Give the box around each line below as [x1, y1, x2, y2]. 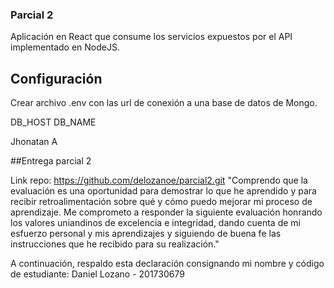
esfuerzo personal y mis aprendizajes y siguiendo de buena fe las [10, 228, 282, 240]
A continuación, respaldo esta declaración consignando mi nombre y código [10, 258, 325, 270]
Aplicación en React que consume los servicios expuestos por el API [10, 31, 293, 43]
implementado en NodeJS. [10, 41, 120, 53]
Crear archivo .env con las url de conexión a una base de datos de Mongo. [10, 97, 318, 109]
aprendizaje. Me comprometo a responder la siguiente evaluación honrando [10, 206, 323, 218]
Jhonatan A [10, 136, 58, 148]
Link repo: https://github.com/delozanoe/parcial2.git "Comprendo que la [10, 174, 308, 187]
